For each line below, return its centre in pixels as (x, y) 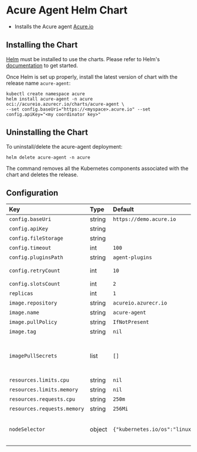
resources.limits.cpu (39, 380)
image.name (24, 313)
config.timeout (30, 248)
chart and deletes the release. (42, 175)
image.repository (33, 303)
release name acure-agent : (38, 83)
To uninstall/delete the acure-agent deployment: (64, 146)
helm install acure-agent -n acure (50, 99)
